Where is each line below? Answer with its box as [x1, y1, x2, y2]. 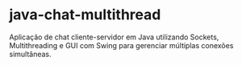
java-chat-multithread [9, 6, 161, 24]
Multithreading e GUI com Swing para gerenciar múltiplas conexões [9, 40, 234, 50]
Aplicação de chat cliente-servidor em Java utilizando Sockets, [9, 32, 219, 42]
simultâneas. [9, 49, 52, 59]
